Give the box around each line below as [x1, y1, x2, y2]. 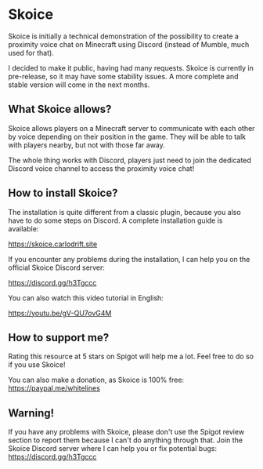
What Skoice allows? [8, 103, 112, 116]
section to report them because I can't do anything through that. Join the [8, 435, 243, 445]
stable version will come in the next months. [8, 80, 150, 89]
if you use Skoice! [8, 360, 66, 369]
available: [8, 224, 39, 233]
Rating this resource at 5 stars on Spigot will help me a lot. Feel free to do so [8, 351, 254, 362]
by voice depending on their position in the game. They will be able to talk [8, 132, 247, 141]
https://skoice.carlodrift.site [8, 239, 98, 249]
